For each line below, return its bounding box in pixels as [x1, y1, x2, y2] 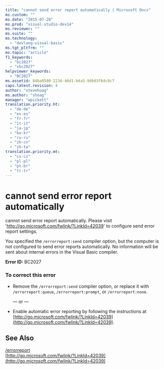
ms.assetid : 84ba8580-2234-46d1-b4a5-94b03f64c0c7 [5, 78, 115, 83]
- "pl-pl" [10, 159, 30, 164]
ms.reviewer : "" [5, 26, 40, 32]
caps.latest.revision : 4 [5, 83, 58, 88]
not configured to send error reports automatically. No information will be [5, 243, 158, 250]
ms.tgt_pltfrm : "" [5, 45, 44, 50]
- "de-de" [10, 107, 30, 112]
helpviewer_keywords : [5, 69, 51, 74]
